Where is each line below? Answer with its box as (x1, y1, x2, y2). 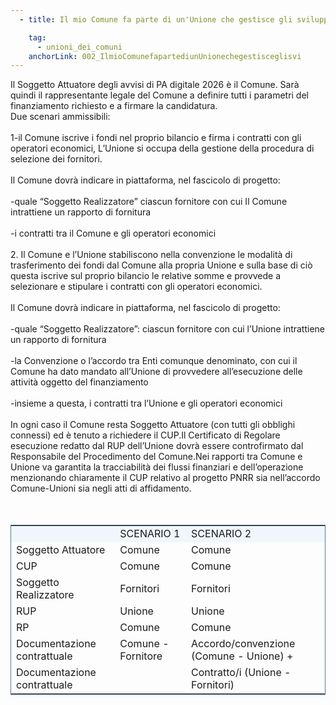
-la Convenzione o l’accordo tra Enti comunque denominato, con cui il (10, 355, 298, 367)
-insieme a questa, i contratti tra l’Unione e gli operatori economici (10, 397, 283, 410)
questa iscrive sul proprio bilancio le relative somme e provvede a (10, 270, 282, 282)
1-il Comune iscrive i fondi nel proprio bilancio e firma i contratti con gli (10, 132, 302, 144)
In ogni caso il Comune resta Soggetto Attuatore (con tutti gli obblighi (10, 419, 296, 431)
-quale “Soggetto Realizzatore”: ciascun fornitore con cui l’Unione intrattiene (10, 323, 326, 335)
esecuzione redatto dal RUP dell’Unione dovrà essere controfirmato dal (10, 440, 304, 452)
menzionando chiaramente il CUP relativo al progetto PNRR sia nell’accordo (10, 472, 321, 484)
